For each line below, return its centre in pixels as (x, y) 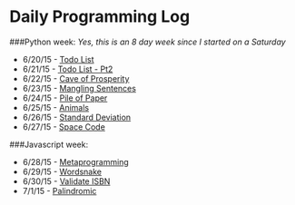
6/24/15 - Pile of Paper (65, 98)
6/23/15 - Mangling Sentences (79, 88)
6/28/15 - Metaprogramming (75, 161)
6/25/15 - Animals (55, 107)
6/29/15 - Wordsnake (62, 171)
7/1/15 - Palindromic (59, 190)
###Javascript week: (49, 144)
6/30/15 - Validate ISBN (66, 181)
